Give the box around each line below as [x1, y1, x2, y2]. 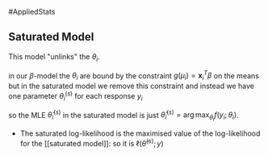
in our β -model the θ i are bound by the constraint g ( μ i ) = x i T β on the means [8, 69, 260, 82]
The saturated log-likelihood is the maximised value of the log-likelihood [19, 129, 261, 138]
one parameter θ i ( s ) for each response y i [8, 90, 143, 103]
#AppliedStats [8, 7, 56, 16]
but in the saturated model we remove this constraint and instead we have [8, 81, 254, 91]
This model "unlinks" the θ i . [8, 52, 100, 63]
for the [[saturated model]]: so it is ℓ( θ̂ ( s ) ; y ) [19, 137, 164, 148]
